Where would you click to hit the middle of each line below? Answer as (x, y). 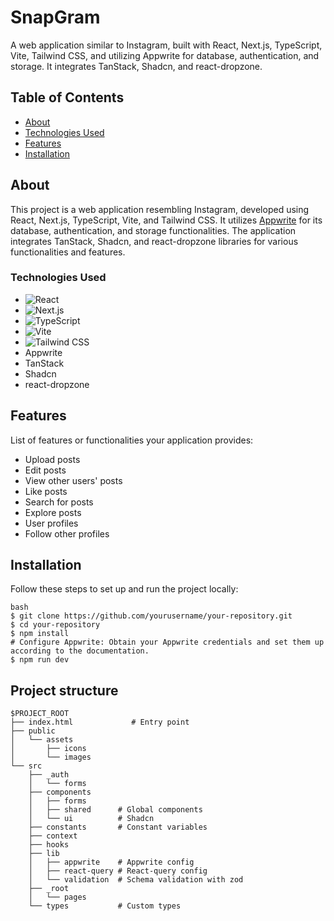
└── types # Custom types (105, 906)
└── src (26, 766)
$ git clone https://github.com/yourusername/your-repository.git (151, 616)
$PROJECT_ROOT (40, 714)
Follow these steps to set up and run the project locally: (124, 589)
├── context (53, 836)
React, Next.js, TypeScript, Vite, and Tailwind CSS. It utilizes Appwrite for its (166, 220)
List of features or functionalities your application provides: (132, 440)
